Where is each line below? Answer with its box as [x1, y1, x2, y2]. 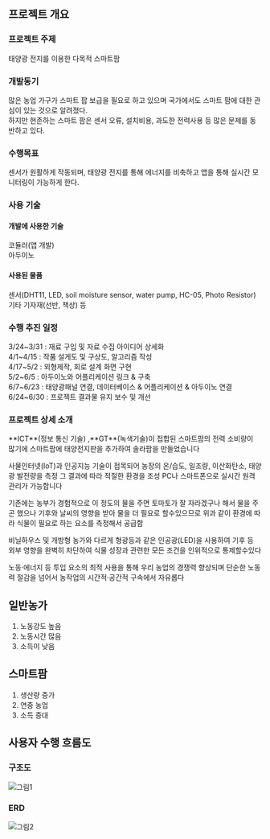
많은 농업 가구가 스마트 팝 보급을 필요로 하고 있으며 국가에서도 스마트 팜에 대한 [8, 95, 253, 105]
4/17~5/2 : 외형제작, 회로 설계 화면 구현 [8, 361, 133, 372]
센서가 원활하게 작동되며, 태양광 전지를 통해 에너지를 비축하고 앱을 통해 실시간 [8, 167, 251, 177]
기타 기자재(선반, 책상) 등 [8, 300, 87, 310]
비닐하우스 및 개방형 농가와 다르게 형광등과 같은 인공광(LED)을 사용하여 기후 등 [8, 536, 255, 545]
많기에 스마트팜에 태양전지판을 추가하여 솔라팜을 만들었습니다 [8, 444, 200, 454]
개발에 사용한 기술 [8, 220, 64, 231]
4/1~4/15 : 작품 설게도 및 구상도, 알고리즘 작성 [8, 352, 153, 361]
